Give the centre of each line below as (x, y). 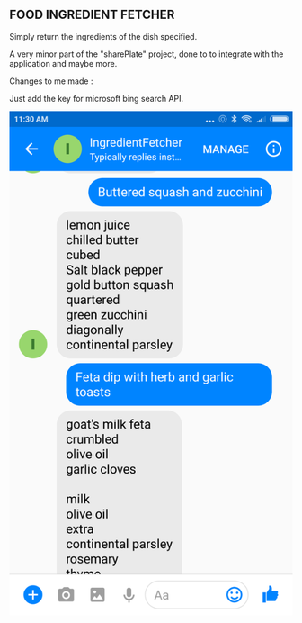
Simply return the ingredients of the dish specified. (103, 36)
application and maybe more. (63, 63)
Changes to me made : (51, 81)
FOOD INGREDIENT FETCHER (92, 15)
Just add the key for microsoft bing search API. (97, 98)
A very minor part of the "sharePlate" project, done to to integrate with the (147, 54)
